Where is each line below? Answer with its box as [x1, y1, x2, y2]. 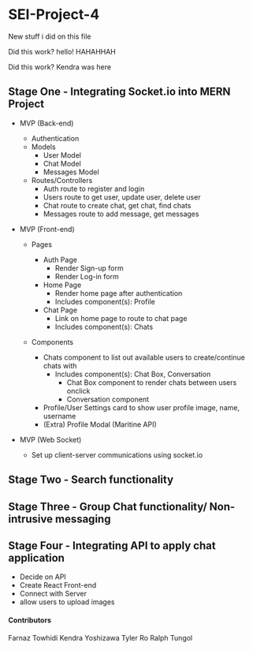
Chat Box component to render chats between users [66, 377, 237, 387]
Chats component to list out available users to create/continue [43, 353, 246, 362]
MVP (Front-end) [19, 224, 75, 233]
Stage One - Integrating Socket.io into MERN [8, 85, 231, 99]
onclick [66, 386, 91, 395]
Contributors [8, 615, 52, 625]
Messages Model [43, 167, 100, 177]
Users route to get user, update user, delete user [43, 192, 201, 202]
